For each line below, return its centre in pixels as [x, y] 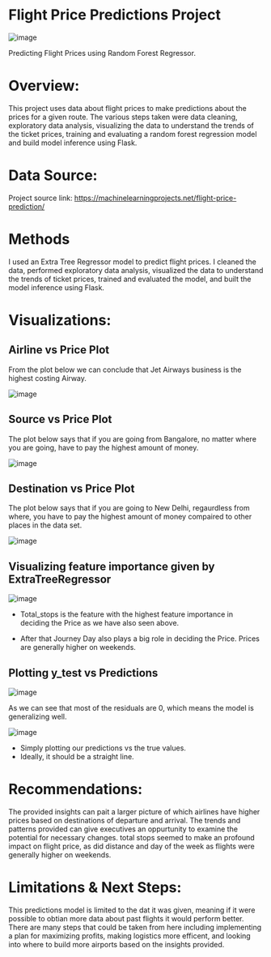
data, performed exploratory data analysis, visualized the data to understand [136, 270]
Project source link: [40, 198]
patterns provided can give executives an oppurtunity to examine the [123, 829]
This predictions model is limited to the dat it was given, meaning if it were [132, 910]
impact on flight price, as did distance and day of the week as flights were [131, 846]
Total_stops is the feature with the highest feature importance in [126, 614]
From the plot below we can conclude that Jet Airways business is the [125, 370]
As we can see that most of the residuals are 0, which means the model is [131, 708]
